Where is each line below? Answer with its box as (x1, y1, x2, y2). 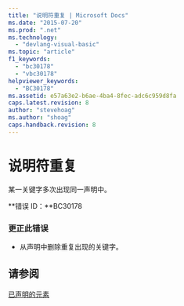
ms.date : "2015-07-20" (8, 19, 82, 27)
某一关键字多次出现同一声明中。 (8, 184, 111, 194)
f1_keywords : (8, 56, 51, 64)
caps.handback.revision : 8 (8, 121, 96, 129)
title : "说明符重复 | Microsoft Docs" (8, 11, 129, 20)
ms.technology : (8, 33, 58, 42)
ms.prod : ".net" (8, 26, 61, 34)
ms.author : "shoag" (8, 114, 72, 122)
